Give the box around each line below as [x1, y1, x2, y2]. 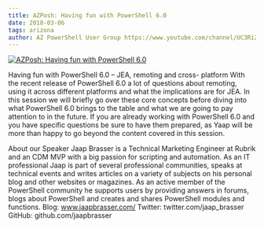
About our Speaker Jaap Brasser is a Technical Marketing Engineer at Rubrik [8, 144, 256, 153]
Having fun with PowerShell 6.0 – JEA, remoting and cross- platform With [8, 70, 245, 79]
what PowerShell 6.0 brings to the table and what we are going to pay [8, 104, 233, 113]
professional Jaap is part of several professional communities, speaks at [8, 160, 243, 170]
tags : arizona [8, 26, 55, 34]
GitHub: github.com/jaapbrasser [8, 211, 112, 220]
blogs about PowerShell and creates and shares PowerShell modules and [8, 194, 245, 204]
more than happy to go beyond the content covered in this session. [8, 129, 225, 138]
